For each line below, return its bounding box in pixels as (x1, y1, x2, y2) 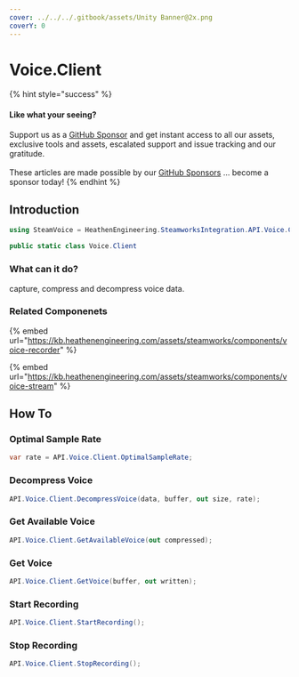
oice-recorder (9, 344, 61, 355)
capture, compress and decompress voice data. (9, 283, 185, 294)
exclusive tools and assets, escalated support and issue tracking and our (9, 139, 277, 149)
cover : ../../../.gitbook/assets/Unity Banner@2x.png (9, 12, 214, 22)
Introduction (9, 202, 80, 218)
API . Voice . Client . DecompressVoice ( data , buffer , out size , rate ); (9, 495, 261, 504)
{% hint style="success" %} (9, 89, 113, 100)
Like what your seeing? (9, 109, 97, 120)
